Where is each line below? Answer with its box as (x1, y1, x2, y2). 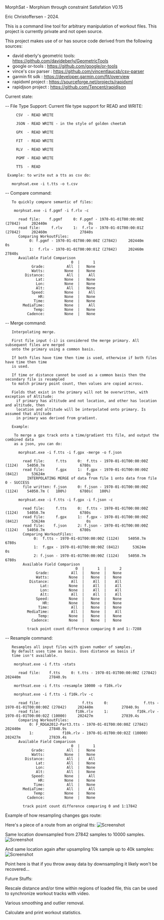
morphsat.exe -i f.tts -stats (14, 662, 76, 667)
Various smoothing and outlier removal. (5, 900, 84, 906)
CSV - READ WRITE (16, 113, 54, 118)
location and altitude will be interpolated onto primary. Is (16, 407, 146, 412)
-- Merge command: (5, 320, 47, 326)
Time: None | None (33, 298, 96, 303)
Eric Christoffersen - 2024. (5, 14, 59, 19)
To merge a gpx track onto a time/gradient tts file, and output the (14, 433, 160, 438)
